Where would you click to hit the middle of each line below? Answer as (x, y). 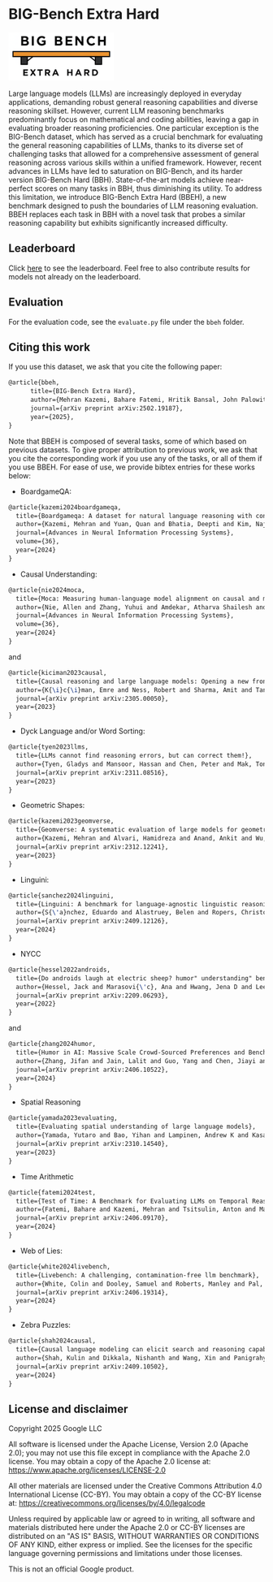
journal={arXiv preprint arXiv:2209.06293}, (92, 996)
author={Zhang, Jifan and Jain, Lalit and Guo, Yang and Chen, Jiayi (136, 1061)
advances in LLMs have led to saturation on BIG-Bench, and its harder (126, 171)
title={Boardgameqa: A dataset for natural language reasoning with (134, 516)
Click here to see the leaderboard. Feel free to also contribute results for (129, 268)
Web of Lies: (41, 1251)
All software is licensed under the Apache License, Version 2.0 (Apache (128, 1444)
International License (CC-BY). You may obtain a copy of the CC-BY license (135, 1494)
